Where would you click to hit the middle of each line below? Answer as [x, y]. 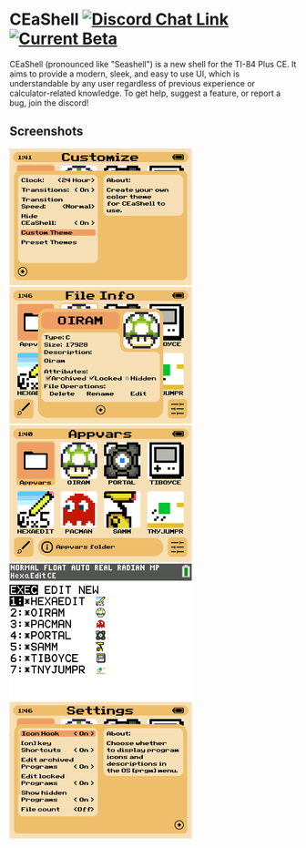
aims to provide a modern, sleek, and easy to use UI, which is [124, 74]
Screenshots [46, 132]
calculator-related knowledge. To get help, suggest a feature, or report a [145, 93]
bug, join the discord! [49, 102]
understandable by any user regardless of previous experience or [133, 83]
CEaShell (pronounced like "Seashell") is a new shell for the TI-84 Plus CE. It [153, 64]
